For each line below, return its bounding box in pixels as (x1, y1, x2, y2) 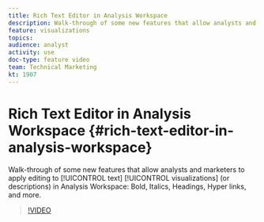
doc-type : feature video (8, 56, 90, 64)
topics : (8, 33, 34, 42)
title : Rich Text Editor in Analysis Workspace (8, 11, 168, 20)
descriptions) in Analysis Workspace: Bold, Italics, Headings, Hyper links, (8, 182, 247, 191)
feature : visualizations (8, 26, 90, 34)
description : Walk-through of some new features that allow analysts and (8, 19, 257, 27)
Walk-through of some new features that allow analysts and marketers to (8, 164, 245, 174)
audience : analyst (8, 41, 69, 49)
